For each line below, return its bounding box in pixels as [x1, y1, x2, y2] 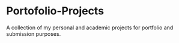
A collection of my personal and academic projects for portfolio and [6, 24, 174, 31]
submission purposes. [6, 30, 61, 37]
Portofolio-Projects [6, 4, 104, 18]
